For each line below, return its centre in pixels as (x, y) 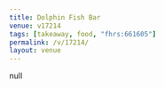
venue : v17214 (35, 26)
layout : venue (35, 51)
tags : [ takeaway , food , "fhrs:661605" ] (83, 34)
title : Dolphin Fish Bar (55, 17)
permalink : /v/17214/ (49, 42)
